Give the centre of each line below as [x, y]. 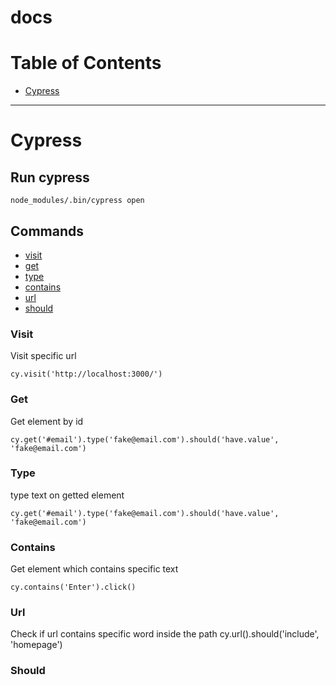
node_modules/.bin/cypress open [77, 201]
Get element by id [47, 421]
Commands [47, 231]
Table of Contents [86, 63]
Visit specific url [43, 356]
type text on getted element [67, 495]
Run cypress [50, 177]
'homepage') [36, 645]
